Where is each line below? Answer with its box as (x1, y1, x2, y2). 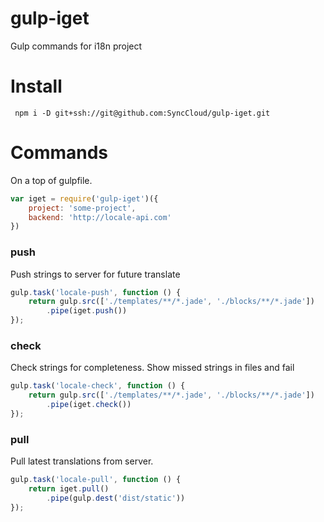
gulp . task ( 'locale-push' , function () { (10, 287, 182, 297)
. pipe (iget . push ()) (46, 306, 128, 316)
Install (10, 75, 63, 98)
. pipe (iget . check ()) (46, 400, 132, 410)
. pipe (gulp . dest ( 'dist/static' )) (46, 493, 186, 503)
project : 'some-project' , (28, 203, 137, 213)
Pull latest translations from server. (10, 455, 154, 467)
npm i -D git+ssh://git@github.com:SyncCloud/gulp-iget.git (14, 108, 271, 118)
